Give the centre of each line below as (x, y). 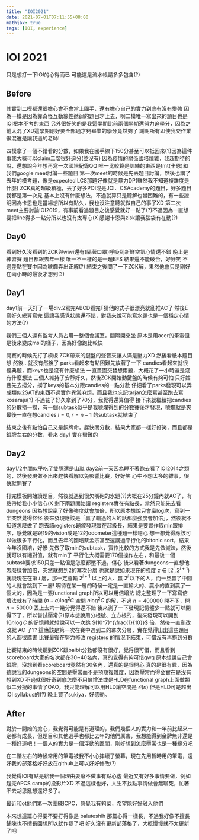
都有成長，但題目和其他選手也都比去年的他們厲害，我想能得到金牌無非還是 (102, 736)
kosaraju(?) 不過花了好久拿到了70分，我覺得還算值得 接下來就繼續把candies (99, 400)
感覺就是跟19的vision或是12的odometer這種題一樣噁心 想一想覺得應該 (101, 533)
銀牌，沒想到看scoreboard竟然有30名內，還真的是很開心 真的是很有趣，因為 (99, 665)
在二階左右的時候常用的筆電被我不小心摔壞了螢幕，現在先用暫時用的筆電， (97, 756)
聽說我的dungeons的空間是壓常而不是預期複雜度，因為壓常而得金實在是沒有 (99, 672)
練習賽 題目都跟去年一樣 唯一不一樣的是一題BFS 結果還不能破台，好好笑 (94, 259)
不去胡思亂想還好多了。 (35, 791)
